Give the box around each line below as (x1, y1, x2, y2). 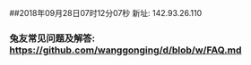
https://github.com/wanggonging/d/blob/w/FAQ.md (9, 44, 242, 56)
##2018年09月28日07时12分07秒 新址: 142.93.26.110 (9, 8, 203, 18)
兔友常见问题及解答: (9, 32, 96, 45)
